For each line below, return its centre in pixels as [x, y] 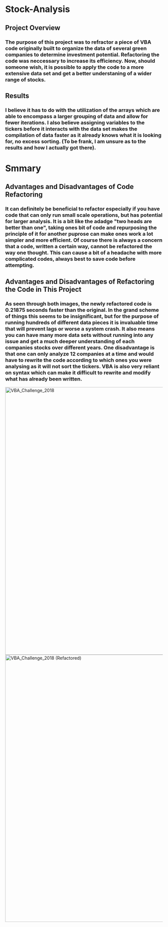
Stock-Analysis [38, 9]
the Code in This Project [43, 289]
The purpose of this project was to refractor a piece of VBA [78, 42]
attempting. [20, 265]
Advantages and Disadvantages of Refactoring [80, 282]
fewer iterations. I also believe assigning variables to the [75, 122]
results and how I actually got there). [51, 147]
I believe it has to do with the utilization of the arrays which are [82, 110]
